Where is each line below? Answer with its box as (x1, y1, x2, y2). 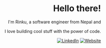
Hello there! (53, 3, 101, 14)
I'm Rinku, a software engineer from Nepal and (8, 19, 101, 25)
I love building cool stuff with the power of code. (4, 28, 101, 34)
